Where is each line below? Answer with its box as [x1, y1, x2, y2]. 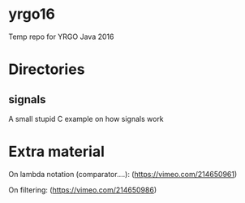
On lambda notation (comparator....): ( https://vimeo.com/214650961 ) [8, 169, 238, 179]
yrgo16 [8, 5, 55, 24]
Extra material [8, 143, 105, 161]
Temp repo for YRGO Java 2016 [8, 32, 114, 41]
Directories [8, 60, 85, 79]
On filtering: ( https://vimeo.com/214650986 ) [8, 184, 157, 195]
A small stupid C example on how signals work [8, 114, 164, 123]
